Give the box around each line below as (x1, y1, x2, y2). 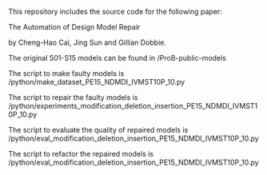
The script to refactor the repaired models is (8, 149, 154, 158)
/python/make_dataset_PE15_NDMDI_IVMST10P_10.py (8, 78, 185, 86)
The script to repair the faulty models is (8, 93, 138, 102)
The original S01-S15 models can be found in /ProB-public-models (8, 54, 226, 62)
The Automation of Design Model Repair (8, 22, 141, 31)
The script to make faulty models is (8, 69, 125, 78)
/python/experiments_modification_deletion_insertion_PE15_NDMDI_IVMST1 (8, 101, 258, 110)
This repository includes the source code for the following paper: (8, 7, 222, 16)
